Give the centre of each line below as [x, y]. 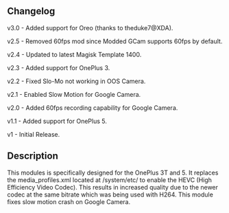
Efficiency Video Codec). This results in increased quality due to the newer [112, 187]
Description [33, 156]
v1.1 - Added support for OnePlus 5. [57, 121]
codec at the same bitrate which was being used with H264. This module [110, 194]
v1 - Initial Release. [34, 134]
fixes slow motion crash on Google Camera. [69, 201]
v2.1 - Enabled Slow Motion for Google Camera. [74, 94]
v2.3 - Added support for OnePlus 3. [59, 67]
